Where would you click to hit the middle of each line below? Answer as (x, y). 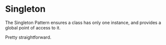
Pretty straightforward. (28, 37)
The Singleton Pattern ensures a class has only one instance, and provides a (83, 22)
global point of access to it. (33, 27)
